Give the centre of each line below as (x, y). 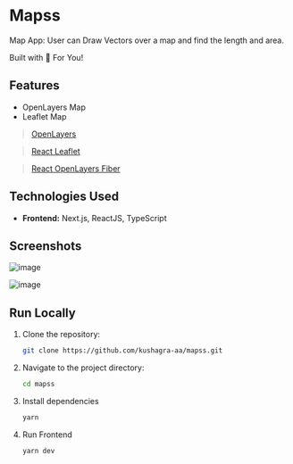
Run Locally (42, 313)
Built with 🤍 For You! (46, 57)
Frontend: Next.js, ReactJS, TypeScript (94, 218)
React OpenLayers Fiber (75, 168)
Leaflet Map (44, 116)
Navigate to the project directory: (83, 368)
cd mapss (38, 385)
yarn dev (38, 451)
